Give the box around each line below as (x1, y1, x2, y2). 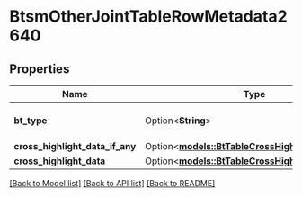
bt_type (13, 114, 48, 127)
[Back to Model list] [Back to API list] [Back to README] (9, 178, 216, 188)
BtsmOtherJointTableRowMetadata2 (9, 6, 288, 27)
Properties (9, 61, 70, 76)
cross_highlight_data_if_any (13, 140, 137, 152)
